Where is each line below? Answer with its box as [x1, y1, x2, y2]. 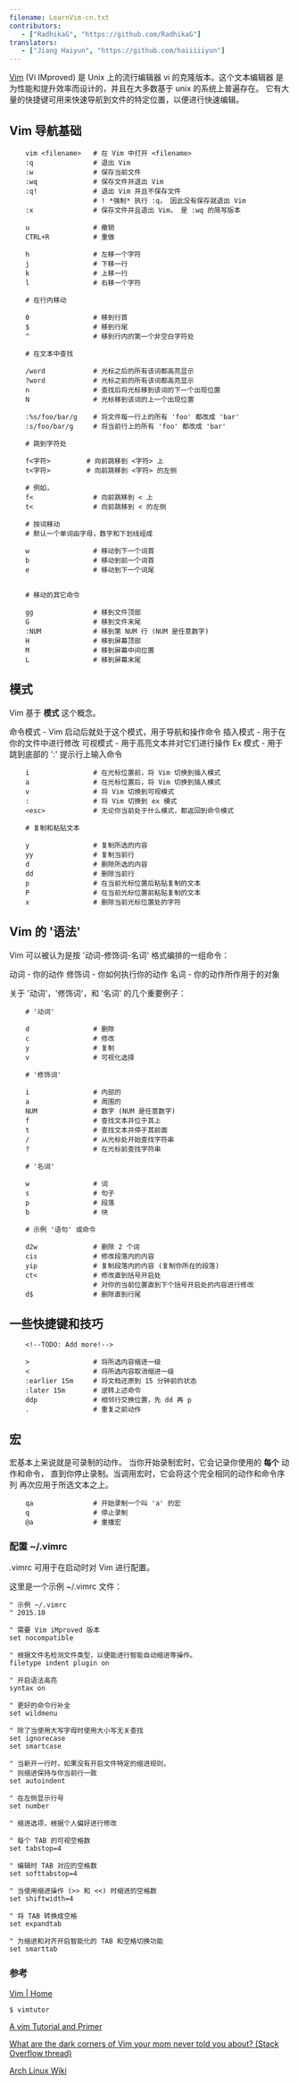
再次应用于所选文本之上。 [19, 1480, 113, 1491]
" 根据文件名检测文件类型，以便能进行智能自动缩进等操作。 [9, 1651, 197, 1660]
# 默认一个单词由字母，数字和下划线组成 [25, 529, 153, 538]
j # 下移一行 [25, 259, 128, 268]
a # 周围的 [25, 1097, 122, 1106]
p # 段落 [25, 1198, 115, 1207]
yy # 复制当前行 [25, 850, 136, 859]
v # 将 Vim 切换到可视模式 [25, 787, 175, 796]
